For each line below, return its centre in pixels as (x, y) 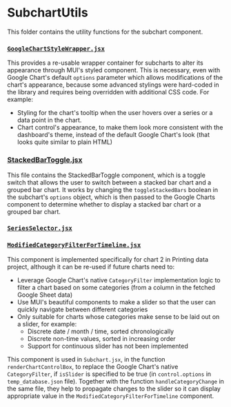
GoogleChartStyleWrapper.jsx (56, 49)
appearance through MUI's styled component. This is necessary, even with (114, 70)
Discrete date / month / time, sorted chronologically (101, 331)
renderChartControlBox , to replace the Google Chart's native (93, 366)
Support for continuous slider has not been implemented (108, 346)
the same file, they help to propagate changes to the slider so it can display (114, 388)
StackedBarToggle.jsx (45, 160)
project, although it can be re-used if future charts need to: (91, 267)
